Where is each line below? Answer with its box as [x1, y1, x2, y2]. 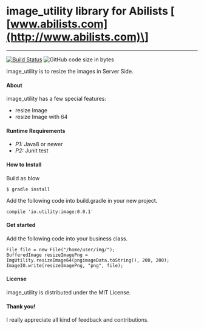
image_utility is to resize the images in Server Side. [6, 67, 134, 75]
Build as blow [6, 174, 40, 181]
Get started [6, 222, 36, 229]
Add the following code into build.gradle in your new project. [6, 197, 158, 204]
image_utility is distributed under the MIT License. [6, 288, 131, 296]
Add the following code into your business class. [6, 235, 128, 242]
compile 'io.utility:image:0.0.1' [6, 208, 94, 215]
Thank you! [6, 302, 36, 310]
